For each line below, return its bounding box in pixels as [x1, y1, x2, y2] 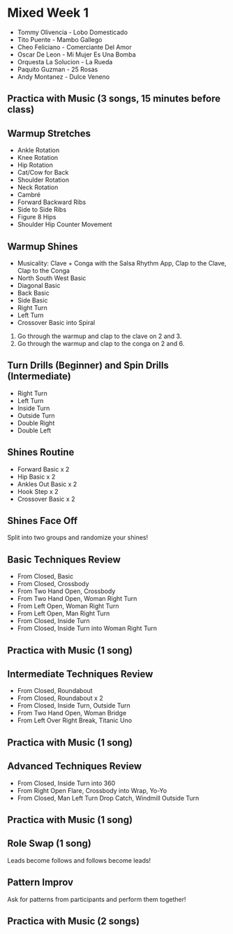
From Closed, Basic [17, 572, 74, 581]
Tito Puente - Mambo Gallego [17, 35, 103, 43]
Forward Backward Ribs [17, 198, 87, 207]
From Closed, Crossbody [17, 580, 89, 588]
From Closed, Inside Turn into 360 [17, 779, 116, 787]
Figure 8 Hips [17, 213, 57, 221]
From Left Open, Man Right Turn [17, 609, 110, 618]
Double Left [17, 426, 51, 435]
